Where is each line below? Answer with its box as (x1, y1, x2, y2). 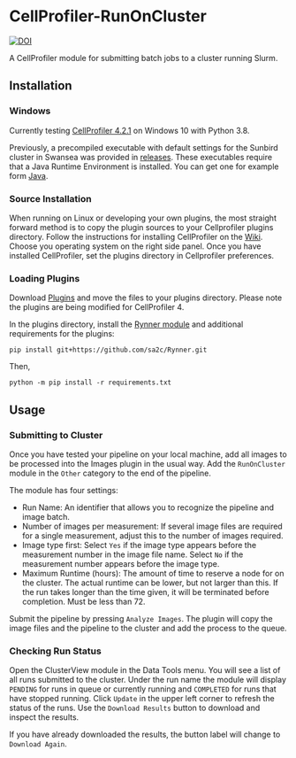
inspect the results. (9, 712, 80, 723)
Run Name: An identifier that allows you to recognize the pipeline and (21, 502, 275, 513)
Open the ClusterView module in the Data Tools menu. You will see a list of (9, 665, 281, 676)
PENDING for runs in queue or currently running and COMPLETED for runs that (9, 684, 277, 694)
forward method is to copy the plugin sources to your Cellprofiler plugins (9, 221, 274, 232)
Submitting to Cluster (9, 429, 103, 441)
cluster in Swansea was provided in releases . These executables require (9, 151, 272, 162)
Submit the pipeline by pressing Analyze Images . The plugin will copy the (9, 613, 273, 623)
